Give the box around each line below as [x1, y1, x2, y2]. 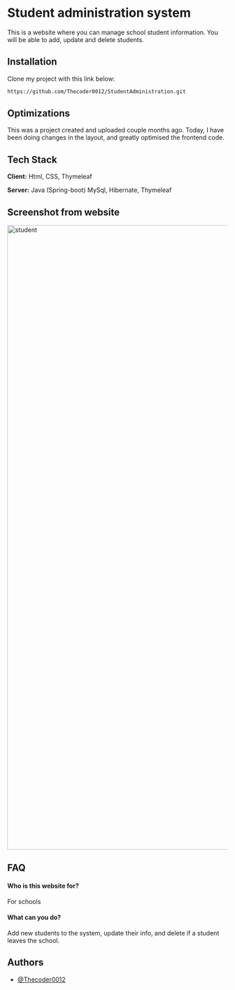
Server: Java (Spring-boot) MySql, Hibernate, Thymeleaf [7, 186, 172, 194]
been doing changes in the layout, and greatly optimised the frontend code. [7, 133, 225, 142]
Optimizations [7, 107, 70, 120]
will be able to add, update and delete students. [7, 35, 145, 43]
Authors [7, 956, 44, 968]
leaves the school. [7, 936, 60, 944]
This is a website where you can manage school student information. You [7, 28, 218, 36]
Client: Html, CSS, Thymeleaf [7, 172, 92, 181]
